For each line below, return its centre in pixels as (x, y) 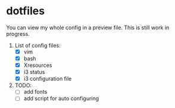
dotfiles (26, 11)
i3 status (34, 72)
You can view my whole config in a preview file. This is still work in (88, 27)
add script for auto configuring (61, 98)
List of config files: (37, 45)
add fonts (35, 92)
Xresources (38, 65)
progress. (18, 33)
